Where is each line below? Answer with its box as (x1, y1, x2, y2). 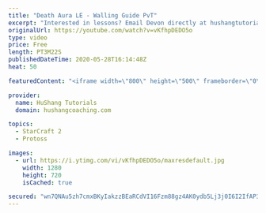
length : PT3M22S (8, 48, 62, 56)
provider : (8, 92, 41, 99)
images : (8, 149, 34, 157)
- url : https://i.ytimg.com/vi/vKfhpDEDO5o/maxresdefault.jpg (15, 156, 225, 164)
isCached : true (22, 178, 73, 186)
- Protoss (15, 135, 47, 143)
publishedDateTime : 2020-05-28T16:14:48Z (8, 56, 147, 64)
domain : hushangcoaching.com (15, 106, 112, 114)
